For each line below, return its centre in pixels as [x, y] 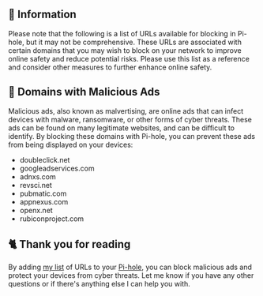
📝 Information [42, 15]
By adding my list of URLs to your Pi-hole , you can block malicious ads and [130, 267]
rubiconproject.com [52, 219]
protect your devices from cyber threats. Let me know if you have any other [131, 275]
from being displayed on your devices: [71, 144]
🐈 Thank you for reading [70, 244]
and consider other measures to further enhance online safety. [110, 67]
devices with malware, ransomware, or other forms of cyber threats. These [130, 119]
